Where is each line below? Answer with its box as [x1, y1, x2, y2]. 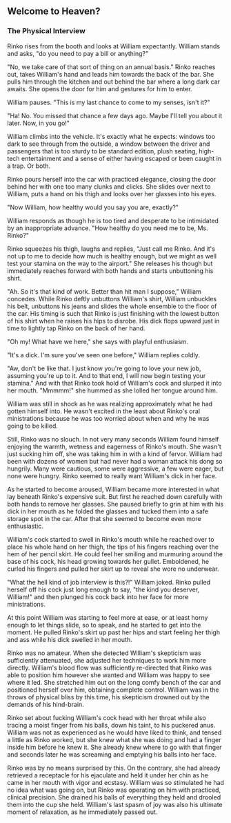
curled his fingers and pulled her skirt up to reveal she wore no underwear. [7, 565, 219, 573]
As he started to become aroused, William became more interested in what [7, 485, 219, 493]
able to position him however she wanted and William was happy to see [7, 670, 210, 679]
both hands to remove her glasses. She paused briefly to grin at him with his [7, 500, 224, 508]
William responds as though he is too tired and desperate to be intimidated [7, 216, 219, 225]
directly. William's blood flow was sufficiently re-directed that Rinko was [7, 663, 212, 672]
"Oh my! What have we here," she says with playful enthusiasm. [7, 337, 188, 346]
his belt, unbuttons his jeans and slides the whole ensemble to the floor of [7, 302, 217, 310]
